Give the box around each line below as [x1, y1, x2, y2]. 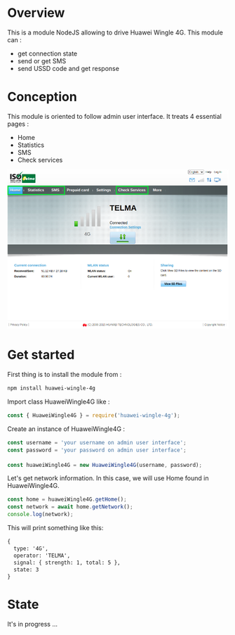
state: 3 [13, 566, 39, 574]
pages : [7, 120, 29, 128]
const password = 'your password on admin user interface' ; [7, 447, 187, 454]
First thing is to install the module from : [7, 371, 122, 379]
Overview [7, 5, 65, 21]
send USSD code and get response [17, 64, 119, 72]
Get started [7, 347, 75, 363]
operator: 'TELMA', [13, 552, 71, 560]
